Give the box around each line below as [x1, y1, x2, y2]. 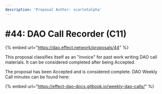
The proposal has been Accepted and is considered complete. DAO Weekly [5, 69, 158, 74]
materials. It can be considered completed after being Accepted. [5, 59, 136, 65]
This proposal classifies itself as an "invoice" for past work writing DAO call [5, 54, 157, 60]
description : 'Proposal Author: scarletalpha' [5, 7, 102, 12]
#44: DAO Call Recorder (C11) [5, 28, 127, 39]
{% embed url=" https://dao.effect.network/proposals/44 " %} [5, 45, 129, 50]
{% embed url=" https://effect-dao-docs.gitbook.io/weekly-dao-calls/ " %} [5, 83, 155, 89]
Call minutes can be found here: [5, 74, 70, 80]
